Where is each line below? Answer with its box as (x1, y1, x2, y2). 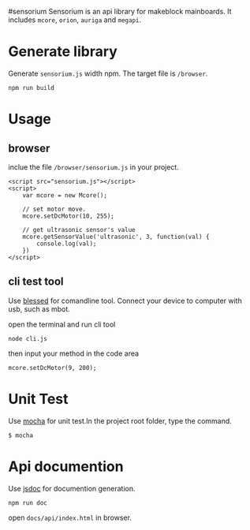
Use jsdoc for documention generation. (8, 483, 136, 493)
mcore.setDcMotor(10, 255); (22, 212, 114, 220)
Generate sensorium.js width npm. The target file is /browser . (8, 69, 208, 78)
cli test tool (8, 275, 65, 289)
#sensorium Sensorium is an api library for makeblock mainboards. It (8, 7, 232, 16)
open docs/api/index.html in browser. (8, 513, 132, 522)
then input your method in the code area (8, 349, 140, 358)
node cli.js (8, 334, 47, 342)
